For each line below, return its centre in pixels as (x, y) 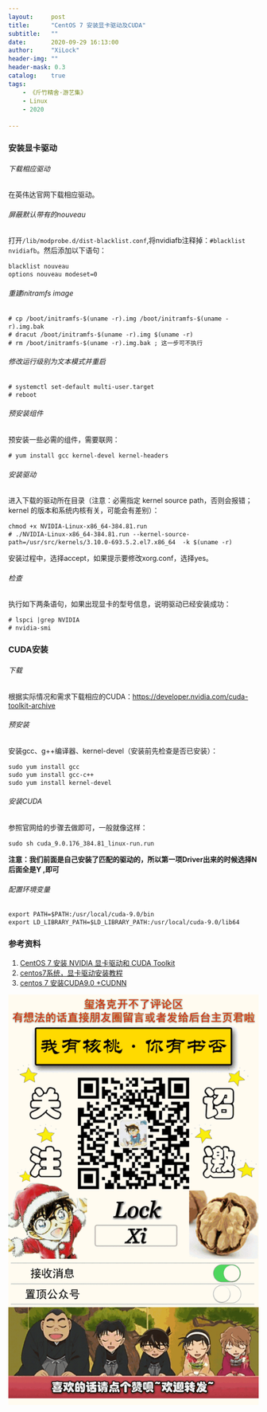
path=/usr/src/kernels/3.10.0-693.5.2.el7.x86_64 (92, 543)
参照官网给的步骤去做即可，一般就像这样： (78, 828)
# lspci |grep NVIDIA (44, 620)
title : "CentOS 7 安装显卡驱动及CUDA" (77, 25)
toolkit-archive (32, 705)
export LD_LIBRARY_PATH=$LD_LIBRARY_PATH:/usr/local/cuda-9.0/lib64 (124, 923)
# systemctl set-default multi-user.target (81, 386)
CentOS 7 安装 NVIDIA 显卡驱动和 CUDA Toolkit (97, 963)
